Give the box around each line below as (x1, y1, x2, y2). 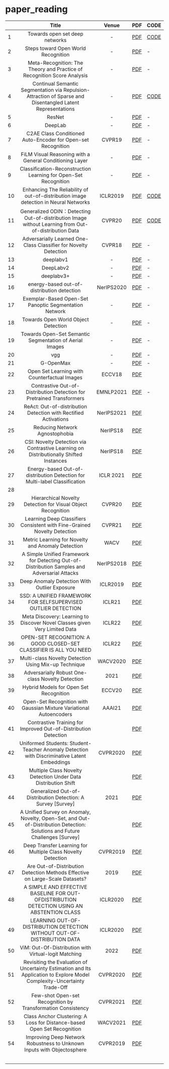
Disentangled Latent (32, 99, 79, 106)
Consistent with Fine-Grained (20, 521, 91, 528)
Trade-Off (43, 984, 68, 991)
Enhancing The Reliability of (22, 186, 89, 193)
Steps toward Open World (25, 44, 87, 51)
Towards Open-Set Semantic (21, 330, 91, 337)
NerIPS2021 (97, 409, 127, 416)
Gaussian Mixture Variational (22, 704, 90, 711)
